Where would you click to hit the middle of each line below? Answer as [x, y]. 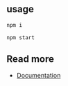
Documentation [39, 76]
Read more [31, 59]
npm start [21, 37]
